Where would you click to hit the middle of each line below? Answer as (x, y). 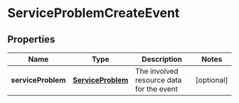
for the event (156, 89)
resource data (158, 80)
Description (162, 59)
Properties (31, 39)
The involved (157, 71)
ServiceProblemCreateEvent (94, 13)
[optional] (212, 80)
